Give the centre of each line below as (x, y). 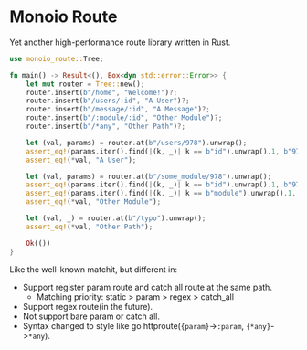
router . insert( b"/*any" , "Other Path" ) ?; (106, 127)
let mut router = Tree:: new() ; (85, 84)
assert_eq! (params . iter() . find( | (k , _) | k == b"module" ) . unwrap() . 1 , (161, 194)
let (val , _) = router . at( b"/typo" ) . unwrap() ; (116, 218)
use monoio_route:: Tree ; (57, 58)
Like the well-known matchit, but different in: (94, 269)
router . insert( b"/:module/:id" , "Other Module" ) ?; (124, 118)
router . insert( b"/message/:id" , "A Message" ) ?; (118, 110)
